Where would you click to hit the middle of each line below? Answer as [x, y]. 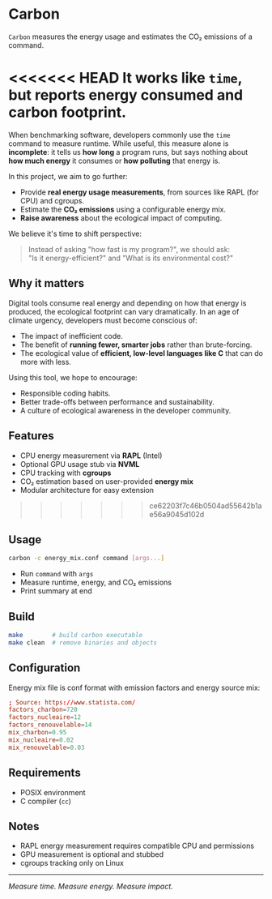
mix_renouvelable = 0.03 [47, 747]
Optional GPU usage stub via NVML [80, 464]
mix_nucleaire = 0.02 [41, 740]
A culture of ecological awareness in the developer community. [125, 410]
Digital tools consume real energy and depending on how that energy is [127, 303]
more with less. [45, 362]
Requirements [45, 773]
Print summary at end [56, 591]
